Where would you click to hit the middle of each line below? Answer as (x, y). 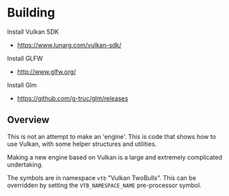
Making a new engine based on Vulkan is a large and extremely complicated (115, 157)
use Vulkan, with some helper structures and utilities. (82, 144)
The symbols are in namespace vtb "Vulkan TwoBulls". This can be (102, 177)
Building (31, 13)
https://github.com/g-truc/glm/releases (72, 98)
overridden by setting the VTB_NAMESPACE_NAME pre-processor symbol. (105, 185)
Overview (28, 120)
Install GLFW (25, 58)
